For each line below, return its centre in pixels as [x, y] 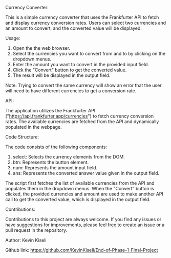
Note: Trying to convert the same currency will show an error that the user [84, 85]
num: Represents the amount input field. [55, 168]
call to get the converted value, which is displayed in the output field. [78, 199]
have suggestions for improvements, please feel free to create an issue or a [85, 225]
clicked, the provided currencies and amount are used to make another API [84, 194]
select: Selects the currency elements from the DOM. [69, 157]
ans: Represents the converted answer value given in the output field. [86, 173]
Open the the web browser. [41, 48]
